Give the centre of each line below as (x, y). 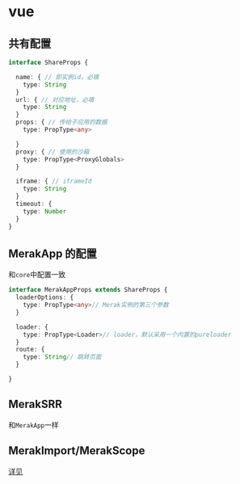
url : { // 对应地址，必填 (55, 99)
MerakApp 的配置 (53, 253)
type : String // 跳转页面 (62, 357)
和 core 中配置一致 (37, 275)
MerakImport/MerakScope (77, 451)
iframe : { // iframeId (54, 181)
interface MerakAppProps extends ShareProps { (88, 290)
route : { (30, 350)
